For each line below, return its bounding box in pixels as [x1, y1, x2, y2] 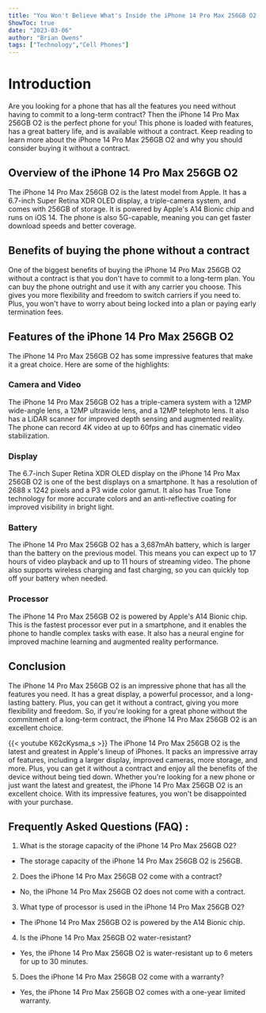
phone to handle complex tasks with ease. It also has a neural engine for [8, 628, 245, 638]
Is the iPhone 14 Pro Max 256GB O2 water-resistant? [19, 933, 192, 943]
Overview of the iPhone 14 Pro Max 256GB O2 [8, 166, 239, 180]
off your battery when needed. [8, 573, 108, 583]
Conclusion [8, 660, 66, 673]
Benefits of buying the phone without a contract [8, 244, 250, 257]
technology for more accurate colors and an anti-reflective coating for [8, 494, 237, 504]
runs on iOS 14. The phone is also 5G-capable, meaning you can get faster [8, 212, 252, 222]
